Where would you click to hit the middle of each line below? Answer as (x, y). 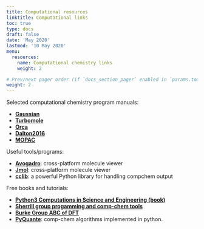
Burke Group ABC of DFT (47, 213)
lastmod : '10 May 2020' (36, 46)
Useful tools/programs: (35, 152)
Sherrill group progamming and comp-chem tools (79, 207)
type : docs (20, 29)
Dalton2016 (30, 134)
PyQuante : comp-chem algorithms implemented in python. (89, 219)
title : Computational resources (47, 12)
